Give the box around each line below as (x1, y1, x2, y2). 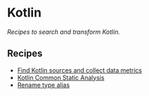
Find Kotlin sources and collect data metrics (17, 66, 143, 74)
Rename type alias (17, 81, 70, 89)
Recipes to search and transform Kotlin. (7, 28, 121, 36)
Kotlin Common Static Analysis (17, 73, 105, 81)
